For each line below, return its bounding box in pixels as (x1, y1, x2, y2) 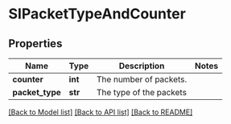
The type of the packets (96, 87, 188, 98)
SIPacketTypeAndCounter (8, 5, 187, 23)
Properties (8, 37, 63, 50)
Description (118, 61, 165, 71)
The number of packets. (96, 74, 188, 85)
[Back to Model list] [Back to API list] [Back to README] (8, 107, 193, 117)
